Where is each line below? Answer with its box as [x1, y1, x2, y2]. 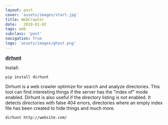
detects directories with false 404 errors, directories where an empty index [5, 99, 163, 106]
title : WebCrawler [5, 17, 44, 22]
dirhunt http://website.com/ [5, 115, 67, 120]
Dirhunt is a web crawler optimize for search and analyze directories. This [5, 83, 160, 89]
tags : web [5, 27, 26, 32]
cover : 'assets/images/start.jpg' [5, 12, 79, 17]
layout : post [5, 7, 33, 13]
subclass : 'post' [5, 31, 42, 36]
